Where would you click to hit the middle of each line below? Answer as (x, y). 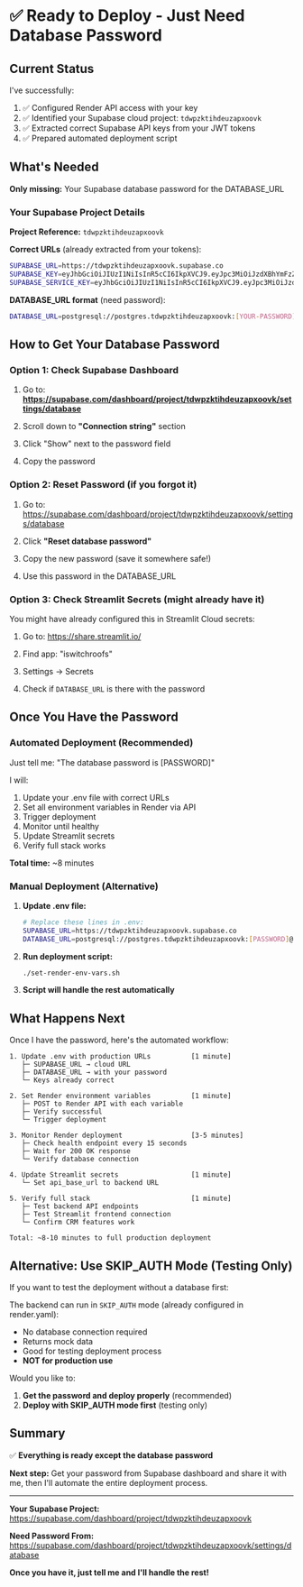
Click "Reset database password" (87, 541)
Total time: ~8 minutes (52, 863)
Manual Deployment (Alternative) (84, 886)
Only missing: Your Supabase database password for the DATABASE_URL (147, 188)
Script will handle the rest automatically (98, 990)
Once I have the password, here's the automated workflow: (119, 1040)
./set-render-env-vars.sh (71, 973)
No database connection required (85, 1332)
